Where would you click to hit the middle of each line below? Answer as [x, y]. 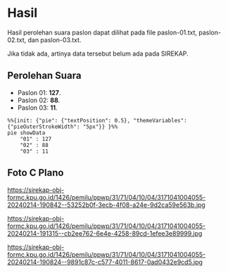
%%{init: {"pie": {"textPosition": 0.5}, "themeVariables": [97, 120]
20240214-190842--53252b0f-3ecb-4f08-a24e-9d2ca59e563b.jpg [106, 205]
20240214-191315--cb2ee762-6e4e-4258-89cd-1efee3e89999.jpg [105, 233]
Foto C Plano [36, 173]
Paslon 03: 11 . [37, 108]
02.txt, [17, 39]
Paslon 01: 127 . [39, 92]
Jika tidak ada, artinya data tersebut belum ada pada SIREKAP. [98, 53]
